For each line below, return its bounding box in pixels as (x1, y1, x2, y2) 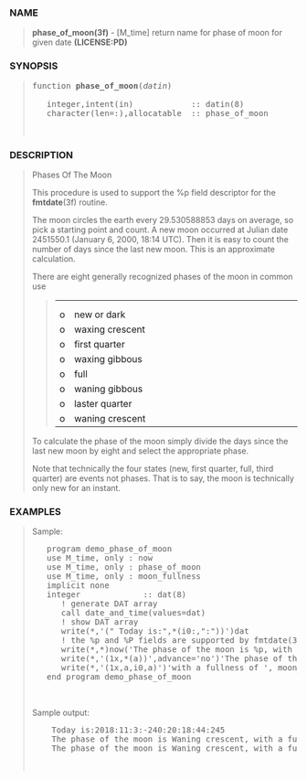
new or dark (74, 308, 126, 321)
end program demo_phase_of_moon (47, 672, 192, 682)
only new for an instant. (31, 482, 122, 493)
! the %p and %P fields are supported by (60, 636, 249, 646)
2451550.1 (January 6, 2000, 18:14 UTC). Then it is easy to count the (31, 233, 290, 244)
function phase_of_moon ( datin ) (31, 80, 173, 91)
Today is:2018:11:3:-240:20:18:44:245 (51, 725, 226, 735)
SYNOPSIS (9, 59, 58, 72)
